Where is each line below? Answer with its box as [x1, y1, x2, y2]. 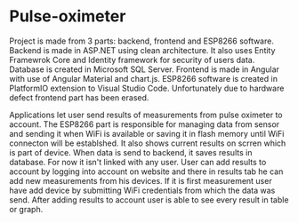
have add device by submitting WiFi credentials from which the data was [9, 185, 276, 195]
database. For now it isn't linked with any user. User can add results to [9, 156, 267, 167]
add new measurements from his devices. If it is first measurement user [9, 175, 273, 186]
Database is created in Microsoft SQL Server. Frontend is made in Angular [9, 64, 280, 75]
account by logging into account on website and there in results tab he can [9, 166, 284, 177]
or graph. [9, 203, 44, 214]
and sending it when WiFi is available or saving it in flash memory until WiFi [9, 128, 285, 139]
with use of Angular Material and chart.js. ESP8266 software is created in [9, 73, 278, 84]
